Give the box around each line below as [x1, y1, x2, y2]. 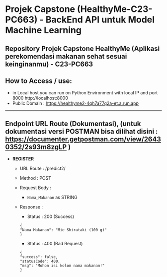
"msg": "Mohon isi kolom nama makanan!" [19, 263, 105, 269]
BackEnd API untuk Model [45, 14, 155, 25]
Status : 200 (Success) [27, 213, 75, 219]
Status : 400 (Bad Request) [27, 241, 83, 247]
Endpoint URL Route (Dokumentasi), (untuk [5, 119, 141, 128]
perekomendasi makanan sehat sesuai [5, 52, 127, 61]
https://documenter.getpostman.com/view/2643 [5, 135, 162, 143]
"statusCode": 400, [19, 259, 61, 264]
